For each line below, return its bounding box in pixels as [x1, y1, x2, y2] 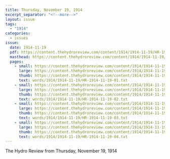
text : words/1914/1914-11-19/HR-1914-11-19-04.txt [18, 134, 128, 139]
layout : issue [5, 17, 35, 22]
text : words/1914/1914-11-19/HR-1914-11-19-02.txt [18, 96, 128, 101]
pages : [10, 59, 24, 64]
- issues [10, 36, 28, 41]
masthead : [10, 54, 30, 60]
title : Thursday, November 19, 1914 [5, 7, 82, 13]
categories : [5, 31, 30, 36]
